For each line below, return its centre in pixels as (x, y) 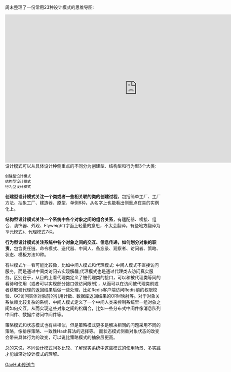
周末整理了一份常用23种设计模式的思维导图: (50, 7)
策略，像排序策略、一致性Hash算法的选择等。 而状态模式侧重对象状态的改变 (82, 331)
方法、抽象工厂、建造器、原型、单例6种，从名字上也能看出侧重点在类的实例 (82, 203)
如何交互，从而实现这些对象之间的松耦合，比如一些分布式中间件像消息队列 (85, 308)
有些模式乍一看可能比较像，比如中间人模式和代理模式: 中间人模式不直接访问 (82, 265)
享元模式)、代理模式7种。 (31, 232)
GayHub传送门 (20, 364)
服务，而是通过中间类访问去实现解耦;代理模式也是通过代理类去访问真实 (77, 271)
